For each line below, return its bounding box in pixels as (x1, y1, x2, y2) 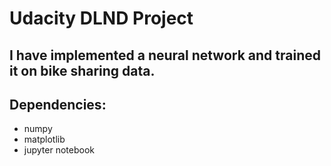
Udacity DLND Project (9, 7, 194, 30)
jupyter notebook (23, 144, 95, 156)
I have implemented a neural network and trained (9, 47, 321, 64)
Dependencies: (9, 96, 107, 113)
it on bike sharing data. (9, 62, 156, 79)
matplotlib (23, 133, 66, 146)
